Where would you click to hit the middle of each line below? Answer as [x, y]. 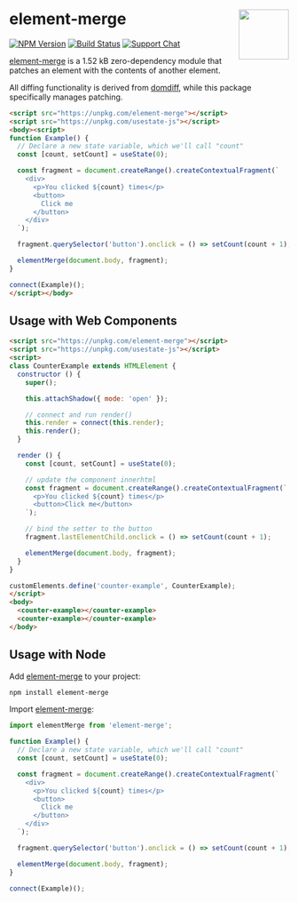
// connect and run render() [79, 415]
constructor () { [49, 374]
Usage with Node [58, 655]
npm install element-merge [59, 692]
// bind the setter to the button [89, 529]
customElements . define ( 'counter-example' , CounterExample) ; [123, 586]
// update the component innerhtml [91, 480]
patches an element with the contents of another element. [115, 70]
